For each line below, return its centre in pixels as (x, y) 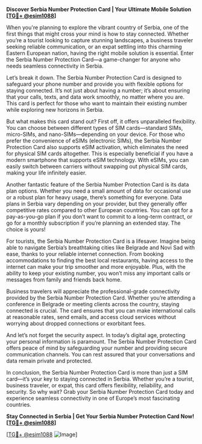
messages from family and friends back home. (64, 280)
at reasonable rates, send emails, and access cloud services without (91, 317)
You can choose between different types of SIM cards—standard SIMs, (95, 128)
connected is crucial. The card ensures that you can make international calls (101, 310)
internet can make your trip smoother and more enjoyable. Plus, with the (96, 267)
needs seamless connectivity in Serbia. (55, 66)
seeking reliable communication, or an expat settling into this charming (94, 47)
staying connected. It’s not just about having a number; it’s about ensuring (98, 90)
